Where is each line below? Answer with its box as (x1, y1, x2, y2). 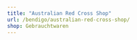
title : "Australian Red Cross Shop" (7, 9, 112, 17)
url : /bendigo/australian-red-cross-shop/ (7, 16, 130, 23)
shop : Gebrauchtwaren (7, 22, 69, 29)
